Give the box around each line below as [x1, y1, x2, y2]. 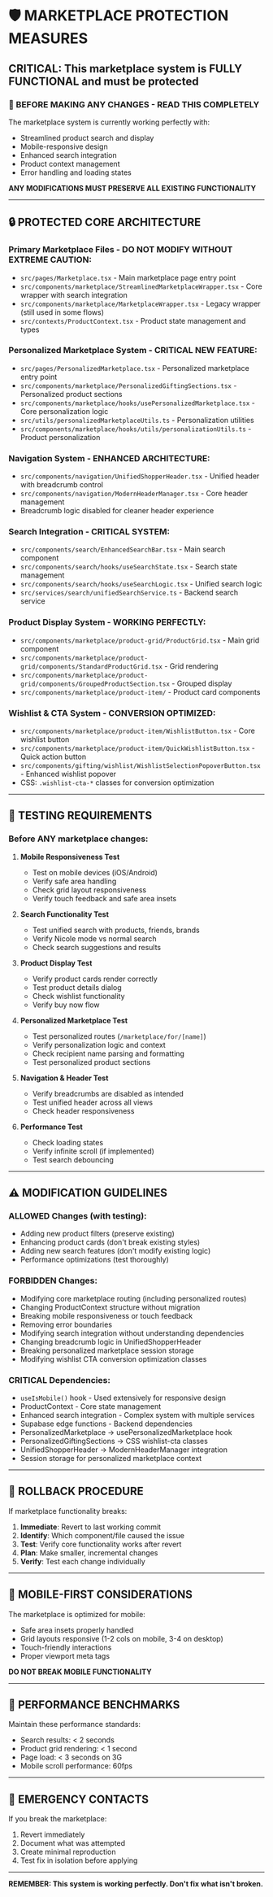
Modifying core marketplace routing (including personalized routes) [19, 1293, 247, 1303]
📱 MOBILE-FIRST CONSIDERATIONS [8, 1588, 193, 1602]
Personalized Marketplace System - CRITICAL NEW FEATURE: [8, 345, 258, 356]
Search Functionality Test [19, 909, 110, 919]
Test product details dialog [32, 982, 122, 992]
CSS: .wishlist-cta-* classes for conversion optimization [19, 778, 214, 787]
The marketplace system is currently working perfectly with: [8, 117, 210, 127]
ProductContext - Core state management [19, 1402, 162, 1411]
